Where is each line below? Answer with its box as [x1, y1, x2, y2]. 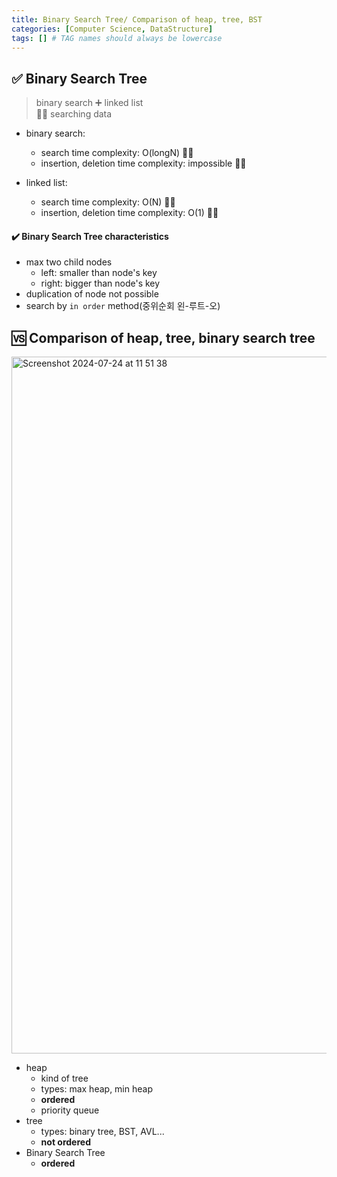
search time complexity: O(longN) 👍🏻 [40, 147, 194, 159]
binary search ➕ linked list [35, 97, 144, 109]
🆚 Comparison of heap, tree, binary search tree [11, 329, 316, 346]
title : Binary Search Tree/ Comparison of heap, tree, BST [11, 14, 263, 25]
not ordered [40, 1136, 91, 1148]
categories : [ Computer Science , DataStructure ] [11, 24, 214, 34]
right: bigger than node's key [40, 277, 161, 290]
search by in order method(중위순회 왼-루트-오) [25, 300, 221, 312]
